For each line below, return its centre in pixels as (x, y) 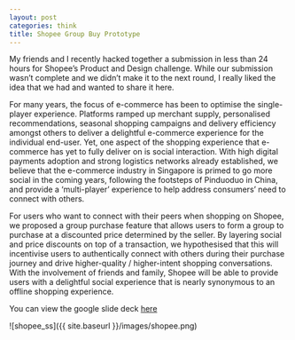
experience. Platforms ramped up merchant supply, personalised (152, 114)
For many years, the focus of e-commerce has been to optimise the (132, 105)
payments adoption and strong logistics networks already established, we (144, 162)
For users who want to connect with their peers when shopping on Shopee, (147, 216)
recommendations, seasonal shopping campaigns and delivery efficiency (143, 123)
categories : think (43, 26)
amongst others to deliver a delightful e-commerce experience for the (136, 133)
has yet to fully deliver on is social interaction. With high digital (164, 152)
